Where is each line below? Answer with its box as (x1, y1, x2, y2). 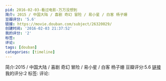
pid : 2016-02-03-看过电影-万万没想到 (5, 7, 77, 13)
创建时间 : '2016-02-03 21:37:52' (5, 26, 72, 31)
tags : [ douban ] (5, 45, 37, 50)
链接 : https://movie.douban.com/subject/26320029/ (5, 21, 112, 27)
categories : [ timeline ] (5, 49, 55, 54)
